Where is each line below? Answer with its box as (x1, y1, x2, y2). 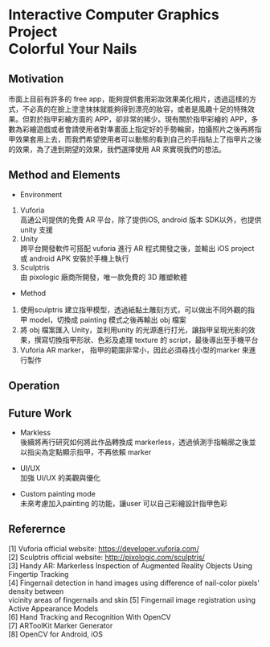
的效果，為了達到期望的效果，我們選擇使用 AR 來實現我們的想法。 (8, 145, 227, 154)
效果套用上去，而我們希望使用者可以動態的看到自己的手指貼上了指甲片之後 (14, 134, 262, 144)
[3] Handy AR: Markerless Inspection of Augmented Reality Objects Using (8, 561, 253, 571)
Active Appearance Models (8, 604, 99, 613)
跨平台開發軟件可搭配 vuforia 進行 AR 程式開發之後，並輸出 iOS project (19, 243, 255, 253)
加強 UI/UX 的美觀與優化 (19, 473, 100, 483)
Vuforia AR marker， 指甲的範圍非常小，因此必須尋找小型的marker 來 (19, 344, 249, 355)
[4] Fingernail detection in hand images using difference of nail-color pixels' (8, 578, 260, 587)
